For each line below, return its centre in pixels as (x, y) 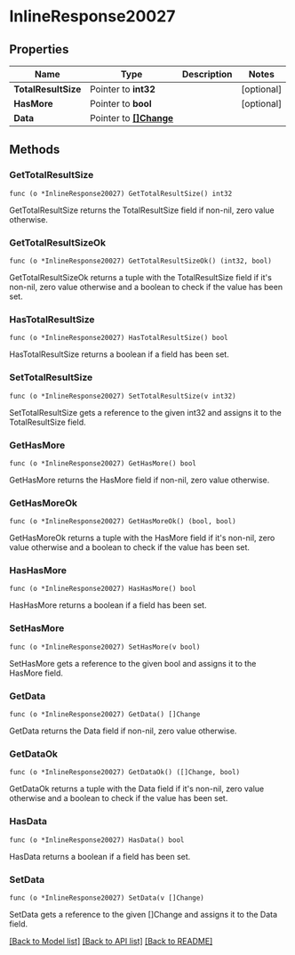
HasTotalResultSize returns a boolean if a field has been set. (119, 354)
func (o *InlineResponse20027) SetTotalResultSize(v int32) (123, 396)
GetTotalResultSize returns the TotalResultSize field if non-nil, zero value (142, 210)
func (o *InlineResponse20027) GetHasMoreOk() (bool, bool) (123, 522)
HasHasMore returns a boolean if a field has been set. (108, 605)
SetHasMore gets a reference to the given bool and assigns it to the (133, 663)
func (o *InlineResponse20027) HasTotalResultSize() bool (119, 338)
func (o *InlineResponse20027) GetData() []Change (105, 715)
